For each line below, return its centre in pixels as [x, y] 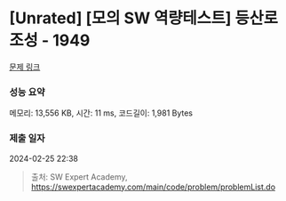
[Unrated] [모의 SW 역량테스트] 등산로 [143, 18]
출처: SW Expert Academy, [79, 177]
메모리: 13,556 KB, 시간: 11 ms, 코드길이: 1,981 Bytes [101, 113]
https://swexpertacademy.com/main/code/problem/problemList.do [153, 187]
